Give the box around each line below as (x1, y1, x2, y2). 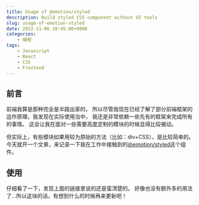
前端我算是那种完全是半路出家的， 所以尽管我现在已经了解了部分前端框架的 (6, 106, 193, 113)
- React (17, 54, 36, 60)
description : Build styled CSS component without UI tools (6, 14, 158, 20)
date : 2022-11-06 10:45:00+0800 (6, 25, 87, 32)
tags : (6, 43, 20, 49)
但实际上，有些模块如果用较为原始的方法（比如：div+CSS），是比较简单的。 (6, 133, 194, 141)
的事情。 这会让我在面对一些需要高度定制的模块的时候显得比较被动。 (6, 121, 177, 128)
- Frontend (17, 64, 45, 71)
